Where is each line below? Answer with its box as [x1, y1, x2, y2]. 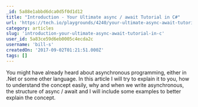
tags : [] [6, 53, 28, 59]
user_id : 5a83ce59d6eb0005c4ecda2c [6, 36, 94, 42]
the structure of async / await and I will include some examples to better [6, 87, 181, 95]
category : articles [6, 25, 54, 31]
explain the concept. [6, 94, 56, 101]
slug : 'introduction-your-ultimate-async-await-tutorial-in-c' [6, 31, 165, 37]
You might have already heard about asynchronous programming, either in [6, 69, 187, 76]
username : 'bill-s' [6, 42, 54, 48]
